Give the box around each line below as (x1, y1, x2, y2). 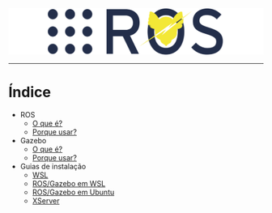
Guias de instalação (19, 161, 87, 171)
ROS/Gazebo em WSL (32, 178, 106, 188)
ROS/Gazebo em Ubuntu (32, 187, 115, 197)
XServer (32, 195, 60, 206)
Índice (8, 83, 51, 101)
